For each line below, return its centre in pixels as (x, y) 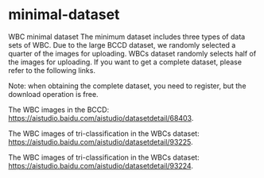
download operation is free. (53, 94)
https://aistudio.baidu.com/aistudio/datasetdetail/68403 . (101, 118)
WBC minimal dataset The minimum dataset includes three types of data (127, 37)
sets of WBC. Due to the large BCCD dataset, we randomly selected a (122, 44)
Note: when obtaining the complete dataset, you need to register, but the (127, 86)
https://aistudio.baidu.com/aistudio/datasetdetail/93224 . (101, 165)
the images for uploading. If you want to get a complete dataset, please (125, 62)
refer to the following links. (52, 70)
